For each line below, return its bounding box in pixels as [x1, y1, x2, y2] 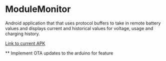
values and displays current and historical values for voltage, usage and [5, 25, 153, 31]
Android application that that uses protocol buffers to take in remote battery [5, 20, 161, 26]
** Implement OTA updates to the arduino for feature [5, 50, 113, 56]
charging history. [5, 30, 40, 36]
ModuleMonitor [5, 3, 71, 15]
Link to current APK [5, 40, 45, 46]
